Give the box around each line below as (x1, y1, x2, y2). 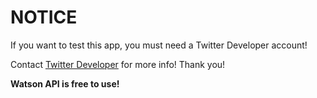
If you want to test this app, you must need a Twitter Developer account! (10, 39, 308, 51)
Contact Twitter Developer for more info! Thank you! (10, 58, 226, 70)
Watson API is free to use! (10, 77, 120, 90)
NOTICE (10, 6, 78, 29)
